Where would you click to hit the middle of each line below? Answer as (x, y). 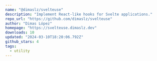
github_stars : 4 (22, 42)
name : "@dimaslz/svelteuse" (34, 10)
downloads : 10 (20, 32)
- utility (20, 51)
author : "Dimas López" (29, 23)
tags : (11, 46)
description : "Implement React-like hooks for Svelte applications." (79, 14)
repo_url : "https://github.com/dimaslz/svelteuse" (59, 19)
